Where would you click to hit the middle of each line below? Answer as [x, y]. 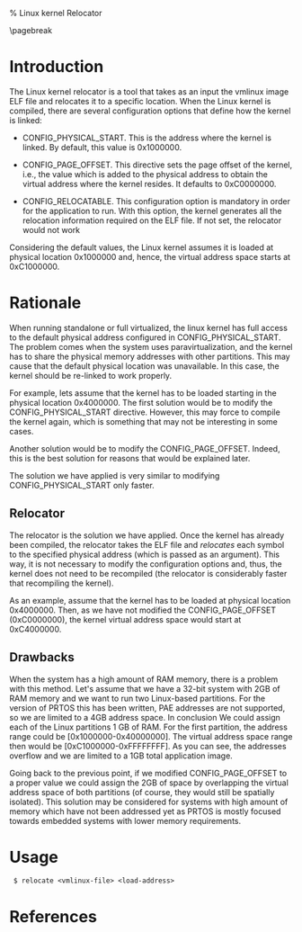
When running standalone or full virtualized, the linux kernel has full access [148, 327]
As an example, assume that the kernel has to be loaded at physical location [150, 600]
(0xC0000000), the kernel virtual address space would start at [125, 619]
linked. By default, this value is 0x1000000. [102, 147]
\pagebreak [31, 30]
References [53, 916]
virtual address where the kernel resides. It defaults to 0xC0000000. [149, 184]
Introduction [57, 67]
